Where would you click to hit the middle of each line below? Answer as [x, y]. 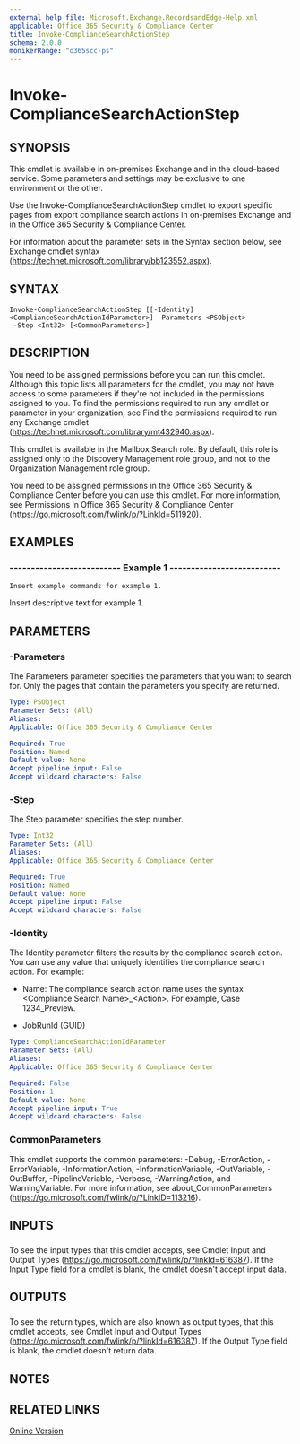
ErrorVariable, [35, 1169]
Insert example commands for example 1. [86, 587]
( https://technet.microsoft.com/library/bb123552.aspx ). [111, 261]
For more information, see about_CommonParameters [174, 1187]
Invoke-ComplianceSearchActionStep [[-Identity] [102, 309]
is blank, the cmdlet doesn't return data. [83, 1351]
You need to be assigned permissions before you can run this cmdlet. [137, 374]
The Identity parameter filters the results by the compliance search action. [146, 953]
